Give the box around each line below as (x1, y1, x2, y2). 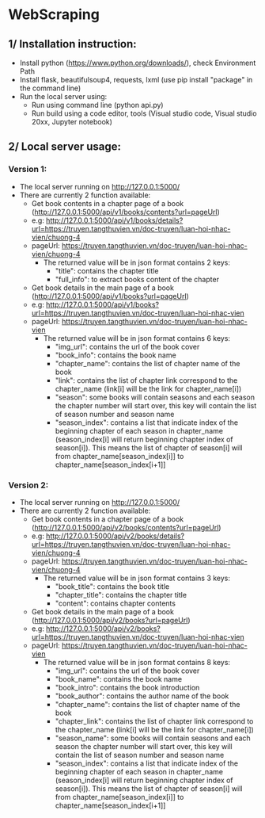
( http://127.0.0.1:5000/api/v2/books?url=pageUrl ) (31, 615, 191, 625)
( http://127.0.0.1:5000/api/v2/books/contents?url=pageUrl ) (31, 522, 221, 532)
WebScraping (8, 6, 100, 24)
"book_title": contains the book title (55, 581, 170, 591)
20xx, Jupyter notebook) (31, 117, 113, 126)
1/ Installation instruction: (8, 37, 137, 51)
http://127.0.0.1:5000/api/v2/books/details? (46, 531, 184, 541)
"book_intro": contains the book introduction (55, 682, 200, 692)
